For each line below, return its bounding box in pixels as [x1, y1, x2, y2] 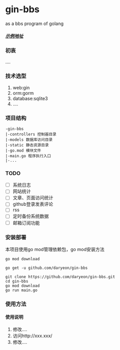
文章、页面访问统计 [12, 195, 54, 201]
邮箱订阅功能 [12, 219, 40, 226]
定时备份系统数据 [12, 213, 49, 219]
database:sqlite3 [12, 95, 48, 102]
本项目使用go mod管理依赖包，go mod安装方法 [5, 246, 105, 252]
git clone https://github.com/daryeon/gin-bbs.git [5, 274, 115, 279]
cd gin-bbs [5, 279, 29, 284]
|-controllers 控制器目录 [5, 132, 57, 137]
